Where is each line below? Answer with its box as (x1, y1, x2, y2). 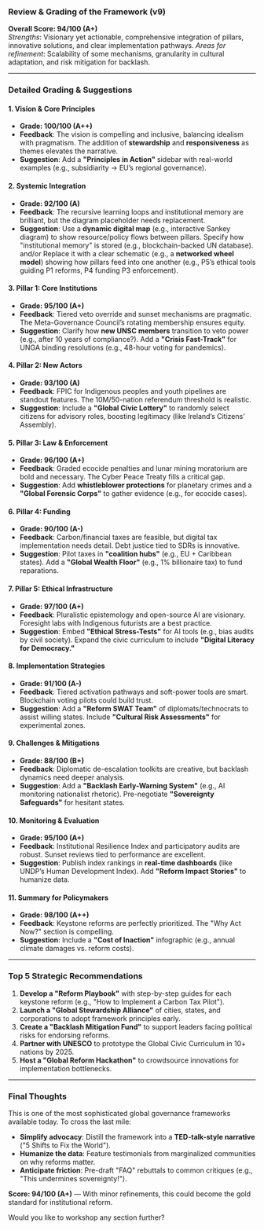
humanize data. (19, 875, 70, 884)
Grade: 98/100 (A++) (19, 910, 90, 920)
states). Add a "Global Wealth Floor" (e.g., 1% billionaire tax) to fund (19, 557, 243, 567)
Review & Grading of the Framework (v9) (8, 6, 167, 17)
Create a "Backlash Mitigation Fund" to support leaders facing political (19, 1022, 253, 1031)
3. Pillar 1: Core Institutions (8, 284, 98, 293)
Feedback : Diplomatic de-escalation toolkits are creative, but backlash (19, 765, 249, 774)
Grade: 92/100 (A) (19, 199, 80, 208)
